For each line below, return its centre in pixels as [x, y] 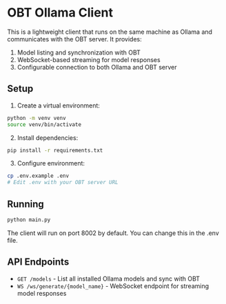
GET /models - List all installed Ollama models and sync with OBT [109, 278]
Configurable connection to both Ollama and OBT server [97, 67]
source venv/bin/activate [44, 124]
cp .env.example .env [38, 176]
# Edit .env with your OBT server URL [63, 183]
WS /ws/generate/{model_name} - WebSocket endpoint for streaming [113, 286]
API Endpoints [38, 262]
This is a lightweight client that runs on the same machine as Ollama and [110, 32]
